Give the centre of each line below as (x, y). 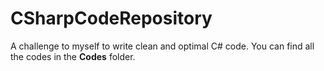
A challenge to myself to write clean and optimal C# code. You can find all (162, 46)
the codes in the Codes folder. (73, 56)
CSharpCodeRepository (111, 18)
